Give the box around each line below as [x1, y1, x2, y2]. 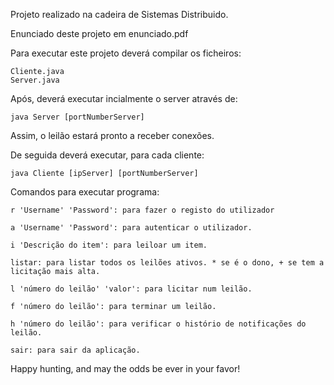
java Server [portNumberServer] [10, 112, 145, 122]
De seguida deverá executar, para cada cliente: [10, 149, 205, 161]
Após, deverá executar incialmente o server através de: [10, 93, 238, 104]
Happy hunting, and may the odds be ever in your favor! [10, 363, 241, 374]
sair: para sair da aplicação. [10, 345, 141, 355]
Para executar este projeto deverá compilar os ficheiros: [10, 47, 242, 59]
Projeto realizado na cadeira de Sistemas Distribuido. [10, 9, 229, 20]
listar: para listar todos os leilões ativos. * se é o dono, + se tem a [10, 258, 325, 268]
